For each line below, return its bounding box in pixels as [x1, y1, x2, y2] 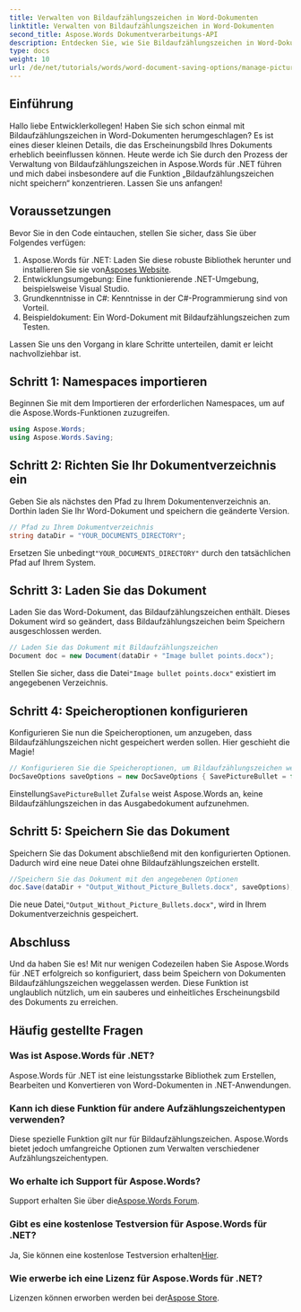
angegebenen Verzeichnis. [9, 677, 108, 688]
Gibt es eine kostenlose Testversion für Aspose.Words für [9, 1218, 267, 1230]
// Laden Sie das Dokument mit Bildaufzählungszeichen [9, 643, 219, 652]
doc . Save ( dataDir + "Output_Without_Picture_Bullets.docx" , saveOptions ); [9, 883, 295, 892]
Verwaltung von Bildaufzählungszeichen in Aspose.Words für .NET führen [9, 158, 282, 169]
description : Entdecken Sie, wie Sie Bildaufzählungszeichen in [9, 38, 254, 48]
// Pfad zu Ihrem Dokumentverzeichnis [9, 523, 154, 532]
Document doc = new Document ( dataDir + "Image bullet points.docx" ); [9, 652, 275, 661]
